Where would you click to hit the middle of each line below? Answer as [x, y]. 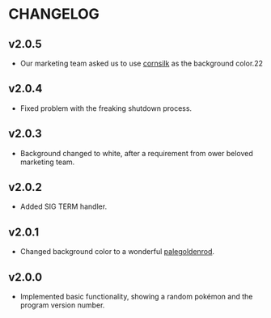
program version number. [62, 305]
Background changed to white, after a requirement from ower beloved [136, 153]
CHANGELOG [54, 14]
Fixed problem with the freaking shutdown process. [106, 108]
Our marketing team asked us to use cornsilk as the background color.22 [141, 63]
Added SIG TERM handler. [64, 206]
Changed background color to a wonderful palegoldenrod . [117, 252]
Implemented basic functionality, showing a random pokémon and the [136, 297]
